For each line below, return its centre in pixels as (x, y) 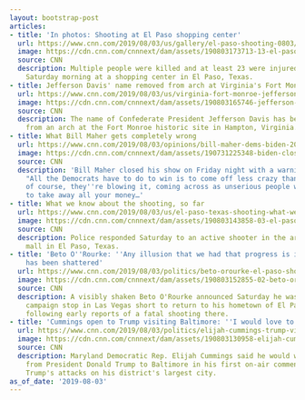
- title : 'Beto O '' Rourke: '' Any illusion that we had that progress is (150, 255)
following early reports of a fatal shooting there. (128, 314)
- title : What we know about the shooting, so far (107, 204)
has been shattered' (64, 263)
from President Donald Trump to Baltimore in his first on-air (148, 365)
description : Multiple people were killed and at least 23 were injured (158, 69)
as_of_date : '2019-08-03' (58, 381)
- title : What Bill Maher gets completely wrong (103, 136)
